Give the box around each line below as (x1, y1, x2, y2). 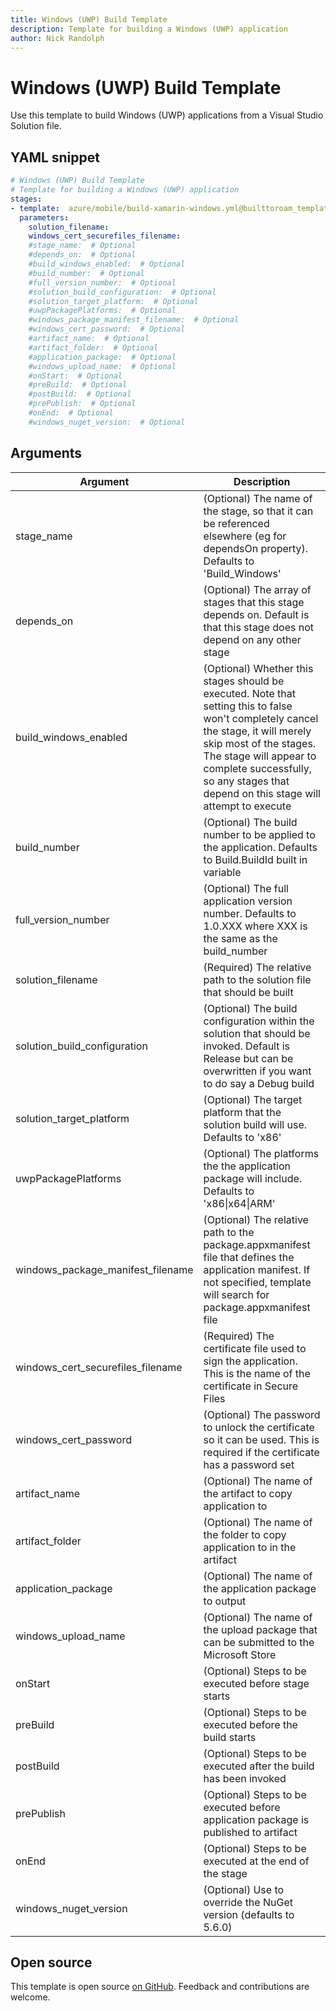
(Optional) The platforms (203, 1146, 320, 1160)
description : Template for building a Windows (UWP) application (10, 24, 288, 34)
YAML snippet (10, 149, 100, 166)
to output (203, 1594, 247, 1608)
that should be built (203, 985, 294, 999)
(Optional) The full (203, 881, 289, 895)
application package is (203, 1812, 310, 1826)
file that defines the (203, 1250, 295, 1264)
